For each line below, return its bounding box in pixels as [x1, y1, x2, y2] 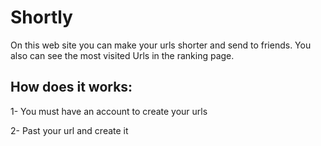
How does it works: [10, 79, 133, 96]
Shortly [10, 6, 73, 29]
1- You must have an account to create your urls [10, 105, 208, 117]
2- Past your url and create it [10, 124, 129, 136]
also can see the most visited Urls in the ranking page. [10, 49, 235, 61]
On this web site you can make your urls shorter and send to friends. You [10, 39, 312, 51]
